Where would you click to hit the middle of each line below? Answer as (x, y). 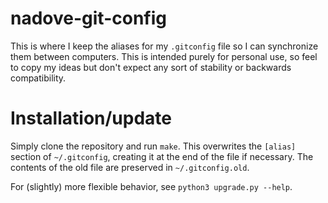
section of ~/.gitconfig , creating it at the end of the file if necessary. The (162, 156)
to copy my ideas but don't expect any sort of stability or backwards (151, 67)
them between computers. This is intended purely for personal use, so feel (164, 56)
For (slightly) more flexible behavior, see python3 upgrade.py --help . (151, 186)
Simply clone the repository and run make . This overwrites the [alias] (153, 146)
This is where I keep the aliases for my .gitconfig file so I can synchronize (164, 46)
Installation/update (91, 118)
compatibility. (38, 78)
